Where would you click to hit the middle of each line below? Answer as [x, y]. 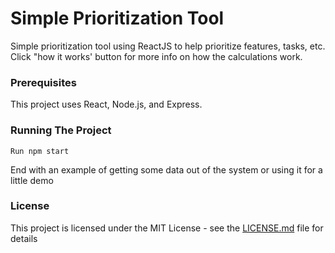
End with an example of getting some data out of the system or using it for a [166, 169]
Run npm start [40, 151]
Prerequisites [43, 82]
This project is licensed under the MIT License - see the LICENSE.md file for [167, 228]
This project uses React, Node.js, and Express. [106, 104]
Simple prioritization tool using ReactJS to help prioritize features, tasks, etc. [168, 46]
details [24, 238]
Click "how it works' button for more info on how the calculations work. [156, 56]
